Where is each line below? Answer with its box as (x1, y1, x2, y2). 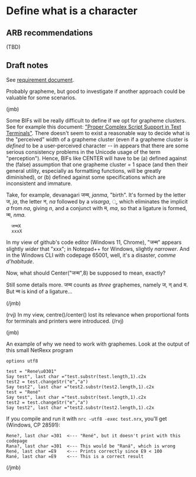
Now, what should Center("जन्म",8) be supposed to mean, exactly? (6, 269, 166, 276)
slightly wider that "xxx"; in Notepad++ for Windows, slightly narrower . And (6, 245, 190, 252)
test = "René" (6, 389, 41, 395)
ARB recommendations (6, 28, 93, 38)
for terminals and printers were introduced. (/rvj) (6, 317, 124, 324)
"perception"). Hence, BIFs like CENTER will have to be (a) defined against (6, 154, 187, 162)
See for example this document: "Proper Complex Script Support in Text (6, 123, 182, 130)
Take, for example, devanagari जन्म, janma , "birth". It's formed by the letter (6, 191, 186, 198)
